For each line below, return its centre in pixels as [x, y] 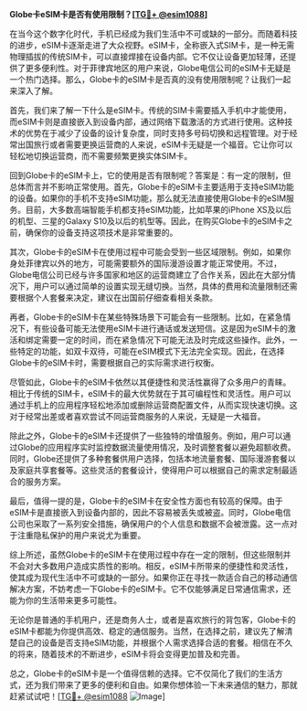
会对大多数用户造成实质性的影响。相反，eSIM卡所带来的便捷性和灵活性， [155, 566]
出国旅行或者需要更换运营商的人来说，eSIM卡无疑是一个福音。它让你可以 [155, 144]
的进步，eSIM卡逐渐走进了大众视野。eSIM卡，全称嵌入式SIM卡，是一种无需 [152, 45]
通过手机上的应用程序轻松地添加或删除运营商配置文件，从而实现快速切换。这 [153, 405]
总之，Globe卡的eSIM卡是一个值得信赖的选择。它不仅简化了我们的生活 [143, 674]
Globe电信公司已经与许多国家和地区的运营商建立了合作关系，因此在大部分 [148, 275]
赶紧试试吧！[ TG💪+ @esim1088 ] [88, 696]
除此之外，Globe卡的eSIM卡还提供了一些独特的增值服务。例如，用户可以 [146, 436]
